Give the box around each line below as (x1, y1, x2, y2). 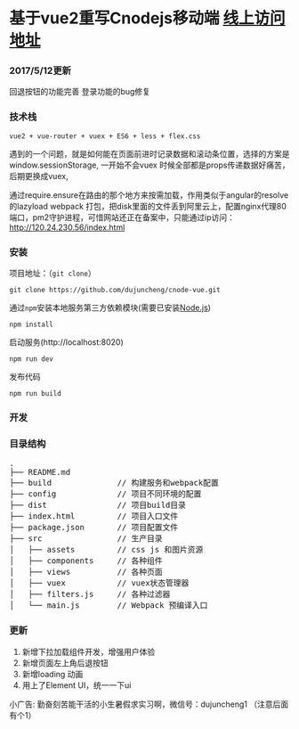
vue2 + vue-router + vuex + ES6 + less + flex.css (9, 131, 201, 141)
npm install (9, 320, 53, 330)
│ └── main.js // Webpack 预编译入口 (9, 601, 208, 610)
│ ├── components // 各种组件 (9, 556, 163, 566)
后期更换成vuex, (9, 170, 69, 181)
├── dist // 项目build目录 (9, 500, 187, 511)
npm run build (9, 389, 62, 398)
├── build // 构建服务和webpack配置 (9, 478, 220, 488)
